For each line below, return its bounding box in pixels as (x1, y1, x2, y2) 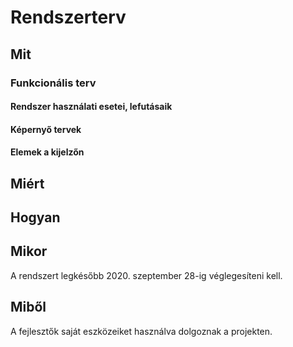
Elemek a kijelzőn (10, 146, 85, 158)
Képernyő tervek (10, 123, 82, 135)
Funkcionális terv (10, 76, 97, 90)
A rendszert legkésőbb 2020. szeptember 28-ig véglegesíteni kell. (10, 269, 283, 281)
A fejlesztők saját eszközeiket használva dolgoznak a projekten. (10, 325, 273, 337)
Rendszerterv (10, 6, 127, 29)
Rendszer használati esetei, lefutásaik (10, 101, 173, 113)
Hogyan (10, 209, 61, 226)
